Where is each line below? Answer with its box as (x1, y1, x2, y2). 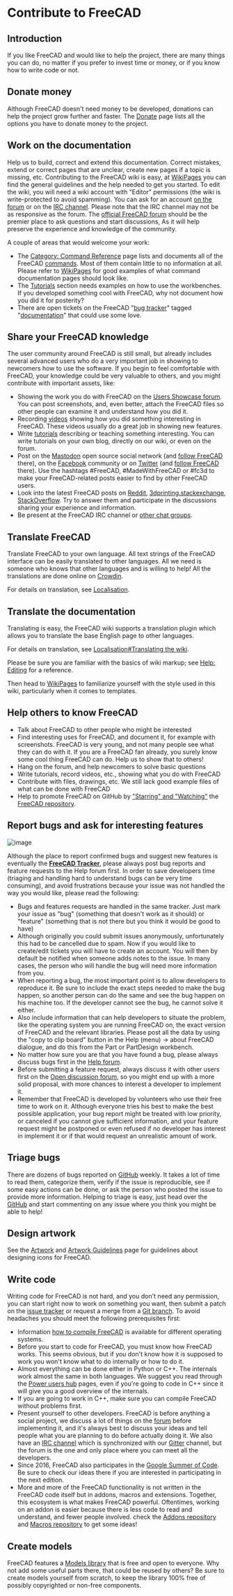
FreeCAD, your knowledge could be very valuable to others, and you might (7, 371, 221, 380)
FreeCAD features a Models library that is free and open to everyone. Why (7, 1558, 220, 1567)
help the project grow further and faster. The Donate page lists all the (7, 111, 205, 120)
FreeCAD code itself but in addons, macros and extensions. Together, (17, 1491, 217, 1499)
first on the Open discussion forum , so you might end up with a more (17, 1072, 215, 1080)
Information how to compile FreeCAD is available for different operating (17, 1328, 222, 1336)
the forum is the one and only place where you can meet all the (17, 1446, 198, 1455)
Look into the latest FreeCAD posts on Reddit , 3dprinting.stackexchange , (17, 489, 226, 497)
